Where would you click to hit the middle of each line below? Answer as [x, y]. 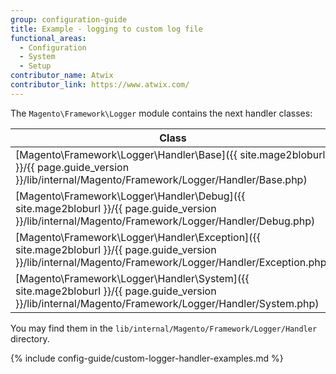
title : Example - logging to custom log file [106, 29]
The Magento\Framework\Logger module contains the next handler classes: [161, 113]
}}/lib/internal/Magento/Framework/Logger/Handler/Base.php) [161, 179]
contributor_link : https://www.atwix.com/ [100, 85]
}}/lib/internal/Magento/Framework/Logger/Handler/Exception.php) [173, 262]
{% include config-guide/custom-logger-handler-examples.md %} [147, 358]
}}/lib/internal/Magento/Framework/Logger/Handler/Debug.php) [165, 221]
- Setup [35, 66]
